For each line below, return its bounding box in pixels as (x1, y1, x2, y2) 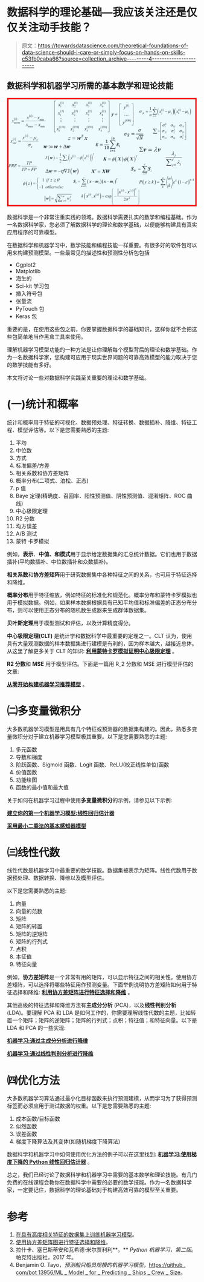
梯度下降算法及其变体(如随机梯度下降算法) (15, 1138, 121, 1145)
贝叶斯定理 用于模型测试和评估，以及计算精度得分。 (7, 619, 134, 626)
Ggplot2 (15, 261, 36, 268)
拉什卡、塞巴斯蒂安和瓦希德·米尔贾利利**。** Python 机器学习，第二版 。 (15, 1246, 197, 1254)
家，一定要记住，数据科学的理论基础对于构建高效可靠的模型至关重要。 (7, 1186, 182, 1194)
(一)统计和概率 (7, 397, 79, 411)
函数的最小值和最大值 (15, 783, 69, 791)
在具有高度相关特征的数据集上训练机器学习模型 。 (15, 1231, 138, 1238)
